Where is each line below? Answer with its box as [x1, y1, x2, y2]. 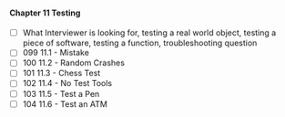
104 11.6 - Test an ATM [22, 98, 107, 109]
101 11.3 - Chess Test [22, 68, 101, 79]
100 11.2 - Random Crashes [22, 57, 126, 68]
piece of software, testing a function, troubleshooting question [22, 37, 258, 49]
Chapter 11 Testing [9, 7, 81, 18]
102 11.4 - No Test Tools [22, 78, 112, 89]
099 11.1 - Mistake [22, 47, 89, 58]
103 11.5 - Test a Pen [22, 88, 100, 99]
